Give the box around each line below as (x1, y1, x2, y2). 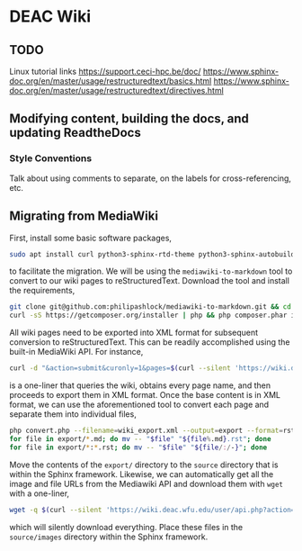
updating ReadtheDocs (9, 125, 141, 140)
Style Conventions (9, 152, 93, 165)
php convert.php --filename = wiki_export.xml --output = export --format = (9, 426, 283, 435)
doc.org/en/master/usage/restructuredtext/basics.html (9, 76, 212, 86)
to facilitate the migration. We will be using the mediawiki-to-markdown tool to (9, 266, 293, 276)
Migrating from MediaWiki (9, 209, 159, 224)
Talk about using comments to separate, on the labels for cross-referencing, (9, 173, 292, 184)
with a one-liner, (9, 488, 70, 499)
